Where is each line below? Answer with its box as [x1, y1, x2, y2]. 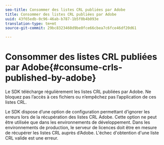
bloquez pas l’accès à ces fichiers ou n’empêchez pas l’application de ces [5, 94, 157, 100]
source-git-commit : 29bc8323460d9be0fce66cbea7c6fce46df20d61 [5, 26, 137, 31]
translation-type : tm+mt [5, 21, 57, 26]
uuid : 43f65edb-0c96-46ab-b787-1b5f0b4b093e [5, 16, 99, 21]
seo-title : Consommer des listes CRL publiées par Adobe [5, 7, 126, 12]
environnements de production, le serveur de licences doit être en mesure [5, 125, 157, 131]
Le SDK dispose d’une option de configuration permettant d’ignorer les [5, 109, 150, 115]
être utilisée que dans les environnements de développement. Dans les [5, 119, 151, 125]
